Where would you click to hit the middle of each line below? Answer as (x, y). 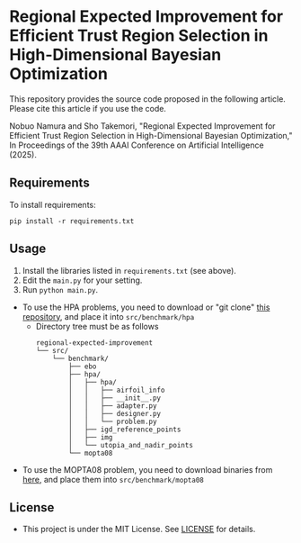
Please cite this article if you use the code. (88, 108)
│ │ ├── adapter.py (112, 406)
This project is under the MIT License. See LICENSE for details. (139, 529)
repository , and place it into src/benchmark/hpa (108, 316)
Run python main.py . (60, 289)
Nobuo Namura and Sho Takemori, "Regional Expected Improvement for (142, 126)
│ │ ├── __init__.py (115, 398)
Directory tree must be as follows (97, 326)
